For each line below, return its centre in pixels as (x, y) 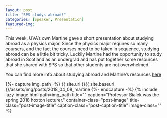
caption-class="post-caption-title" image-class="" (109, 105)
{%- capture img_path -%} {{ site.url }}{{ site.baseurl (60, 84)
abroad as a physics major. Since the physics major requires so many (77, 44)
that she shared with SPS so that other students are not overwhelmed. (78, 65)
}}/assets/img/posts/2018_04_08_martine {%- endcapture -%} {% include (81, 90)
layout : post (19, 10)
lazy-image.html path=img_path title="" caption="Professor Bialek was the (82, 95)
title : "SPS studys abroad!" (36, 15)
